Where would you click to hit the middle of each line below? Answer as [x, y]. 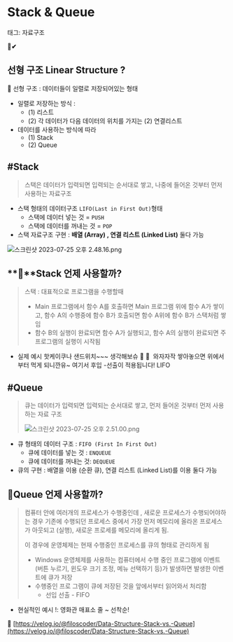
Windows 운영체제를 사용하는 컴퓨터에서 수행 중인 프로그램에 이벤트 [128, 560]
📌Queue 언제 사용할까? [55, 494]
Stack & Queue [51, 12]
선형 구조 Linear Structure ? [66, 70]
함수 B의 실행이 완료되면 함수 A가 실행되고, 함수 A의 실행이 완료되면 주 [130, 333]
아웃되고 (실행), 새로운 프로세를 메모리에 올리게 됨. [100, 530]
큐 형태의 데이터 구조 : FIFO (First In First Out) [87, 444]
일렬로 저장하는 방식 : [46, 103]
